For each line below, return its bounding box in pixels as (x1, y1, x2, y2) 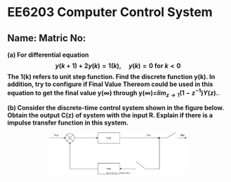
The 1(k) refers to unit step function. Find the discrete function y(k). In (7, 73, 216, 80)
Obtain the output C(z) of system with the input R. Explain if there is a (7, 111, 213, 120)
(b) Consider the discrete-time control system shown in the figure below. (7, 104, 225, 112)
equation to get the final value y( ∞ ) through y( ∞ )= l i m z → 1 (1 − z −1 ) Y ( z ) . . (7, 87, 220, 99)
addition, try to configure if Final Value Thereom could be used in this (7, 80, 213, 88)
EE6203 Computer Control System (7, 4, 213, 20)
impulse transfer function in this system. (7, 118, 128, 127)
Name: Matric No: (7, 32, 86, 44)
